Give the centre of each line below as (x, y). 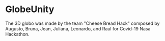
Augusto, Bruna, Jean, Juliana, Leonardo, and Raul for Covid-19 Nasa (78, 28)
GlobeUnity (30, 9)
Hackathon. (17, 34)
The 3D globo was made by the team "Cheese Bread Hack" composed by (82, 23)
